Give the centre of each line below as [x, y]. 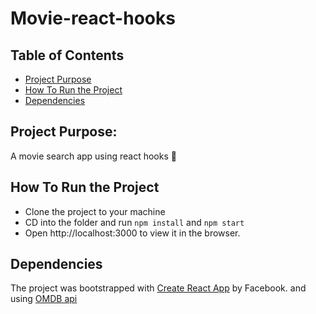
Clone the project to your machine [95, 211]
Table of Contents [67, 55]
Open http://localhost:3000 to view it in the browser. [132, 233]
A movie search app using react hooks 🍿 [93, 156]
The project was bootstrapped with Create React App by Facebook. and [158, 288]
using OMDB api [44, 299]
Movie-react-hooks [93, 18]
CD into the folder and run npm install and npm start [134, 222]
